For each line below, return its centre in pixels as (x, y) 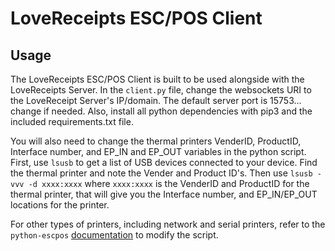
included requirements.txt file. (72, 121)
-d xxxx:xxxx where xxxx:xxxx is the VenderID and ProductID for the (169, 183)
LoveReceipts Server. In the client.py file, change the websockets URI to (161, 90)
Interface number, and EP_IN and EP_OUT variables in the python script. (158, 151)
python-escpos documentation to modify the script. (114, 235)
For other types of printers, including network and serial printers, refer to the (168, 224)
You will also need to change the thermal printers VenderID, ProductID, (156, 141)
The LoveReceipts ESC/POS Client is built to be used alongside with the (157, 79)
